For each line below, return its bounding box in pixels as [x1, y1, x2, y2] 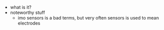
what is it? [10, 4, 32, 10]
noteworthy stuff [10, 9, 45, 15]
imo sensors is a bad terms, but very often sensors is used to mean [17, 15, 159, 20]
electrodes [17, 20, 41, 26]
